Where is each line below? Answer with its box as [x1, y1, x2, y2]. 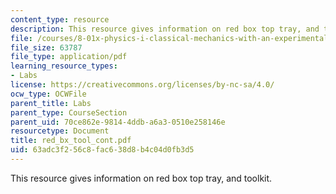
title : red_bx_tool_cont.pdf [10, 136, 132, 146]
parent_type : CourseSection [10, 107, 128, 118]
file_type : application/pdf [10, 52, 128, 62]
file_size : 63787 [10, 42, 83, 53]
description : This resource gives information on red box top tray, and [10, 24, 320, 34]
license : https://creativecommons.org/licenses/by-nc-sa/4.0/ [10, 80, 275, 90]
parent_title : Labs [10, 98, 92, 108]
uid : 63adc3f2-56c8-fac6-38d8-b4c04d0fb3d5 [10, 145, 195, 155]
